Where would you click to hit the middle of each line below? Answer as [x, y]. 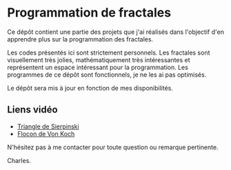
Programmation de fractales [89, 13]
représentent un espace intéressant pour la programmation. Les [98, 67]
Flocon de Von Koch [46, 133]
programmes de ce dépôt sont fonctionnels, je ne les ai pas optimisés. [107, 75]
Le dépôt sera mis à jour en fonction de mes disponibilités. [90, 88]
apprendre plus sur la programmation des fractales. [80, 39]
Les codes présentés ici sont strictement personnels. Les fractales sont [109, 53]
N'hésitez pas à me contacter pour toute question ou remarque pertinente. [113, 147]
